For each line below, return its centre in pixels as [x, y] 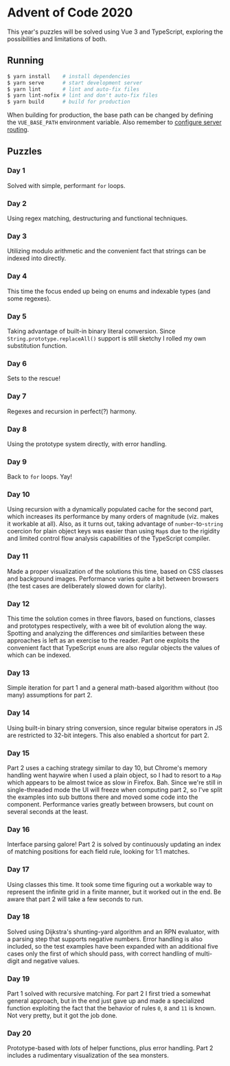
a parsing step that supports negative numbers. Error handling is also [105, 939]
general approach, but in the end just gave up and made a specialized [106, 1001]
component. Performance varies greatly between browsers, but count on [111, 804]
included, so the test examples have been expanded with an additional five [113, 946]
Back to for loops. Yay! [40, 477]
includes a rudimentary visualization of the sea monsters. [88, 1056]
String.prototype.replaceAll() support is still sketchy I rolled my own [107, 338]
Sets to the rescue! [34, 378]
